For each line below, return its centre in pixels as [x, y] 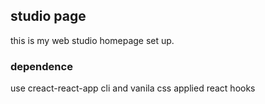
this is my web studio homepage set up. [92, 40]
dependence [41, 66]
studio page [48, 16]
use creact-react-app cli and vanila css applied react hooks [133, 88]
